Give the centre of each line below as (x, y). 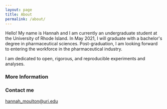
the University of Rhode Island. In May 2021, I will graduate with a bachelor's (84, 38)
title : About (19, 14)
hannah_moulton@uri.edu (32, 101)
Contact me (20, 90)
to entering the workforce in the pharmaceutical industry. (64, 49)
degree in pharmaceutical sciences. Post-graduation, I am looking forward (82, 44)
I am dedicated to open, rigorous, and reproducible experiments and (75, 59)
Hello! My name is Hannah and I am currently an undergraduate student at (81, 33)
